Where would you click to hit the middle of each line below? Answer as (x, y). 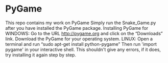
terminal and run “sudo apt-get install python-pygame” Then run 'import (81, 44)
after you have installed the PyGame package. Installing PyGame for (77, 28)
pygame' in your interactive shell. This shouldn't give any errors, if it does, (83, 49)
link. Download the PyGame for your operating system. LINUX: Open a (79, 39)
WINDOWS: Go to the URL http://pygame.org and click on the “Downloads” (84, 33)
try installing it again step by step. (41, 55)
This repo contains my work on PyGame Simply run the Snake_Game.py (81, 23)
